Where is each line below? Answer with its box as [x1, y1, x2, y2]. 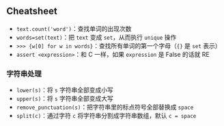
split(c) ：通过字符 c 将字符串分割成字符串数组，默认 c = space [16, 112, 197, 120]
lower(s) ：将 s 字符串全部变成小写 [16, 86, 114, 94]
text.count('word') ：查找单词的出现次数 [16, 24, 132, 33]
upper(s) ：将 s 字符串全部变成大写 [16, 94, 114, 103]
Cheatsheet [6, 5, 57, 17]
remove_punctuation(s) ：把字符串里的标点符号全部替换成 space [16, 103, 194, 112]
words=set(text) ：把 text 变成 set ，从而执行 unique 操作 [16, 33, 177, 41]
